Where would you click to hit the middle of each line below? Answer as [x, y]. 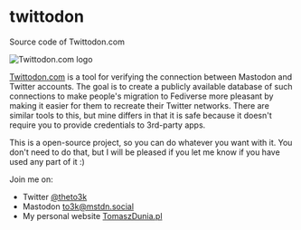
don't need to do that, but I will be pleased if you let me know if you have [145, 152]
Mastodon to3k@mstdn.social [78, 206]
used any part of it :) [47, 161]
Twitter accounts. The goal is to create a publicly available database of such [151, 86]
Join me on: [32, 179]
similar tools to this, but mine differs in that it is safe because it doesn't [141, 115]
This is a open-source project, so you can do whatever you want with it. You [151, 142]
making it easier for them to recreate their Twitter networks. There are [139, 105]
